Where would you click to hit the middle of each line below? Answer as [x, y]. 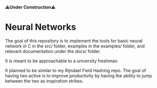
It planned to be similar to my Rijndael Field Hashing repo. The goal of [76, 70]
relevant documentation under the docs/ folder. [53, 51]
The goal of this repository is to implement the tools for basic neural [74, 41]
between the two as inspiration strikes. [44, 81]
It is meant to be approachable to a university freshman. [62, 61]
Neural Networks [41, 27]
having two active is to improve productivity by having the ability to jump [78, 76]
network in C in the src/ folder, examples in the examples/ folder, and [75, 46]
